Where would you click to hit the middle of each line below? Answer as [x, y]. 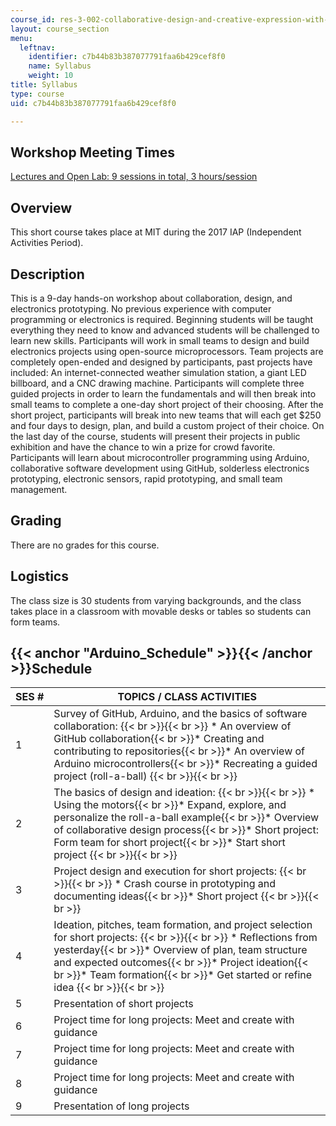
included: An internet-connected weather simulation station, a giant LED [158, 372]
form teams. [35, 622]
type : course [37, 94]
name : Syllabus [60, 66]
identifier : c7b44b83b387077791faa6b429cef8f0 [127, 57]
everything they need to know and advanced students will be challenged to [165, 330]
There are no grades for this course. [85, 545]
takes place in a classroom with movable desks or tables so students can [161, 611]
